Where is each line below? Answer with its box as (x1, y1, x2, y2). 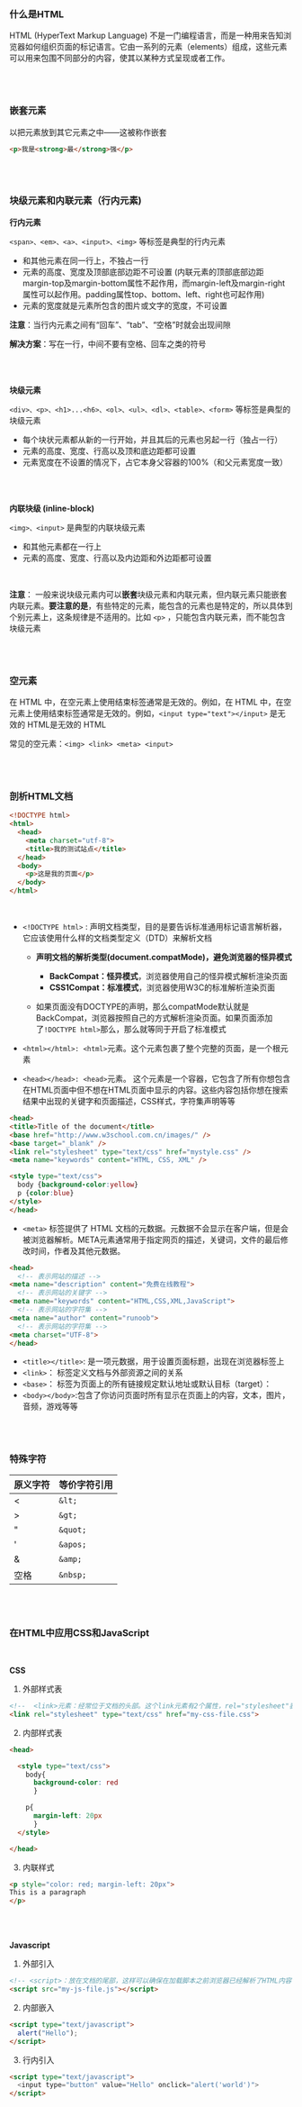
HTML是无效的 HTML (26, 719, 106, 731)
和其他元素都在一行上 (22, 540, 102, 551)
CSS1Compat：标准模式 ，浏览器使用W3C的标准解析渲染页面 (49, 982, 276, 993)
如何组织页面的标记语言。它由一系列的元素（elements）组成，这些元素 (24, 41, 288, 52)
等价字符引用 (58, 1478, 114, 1491)
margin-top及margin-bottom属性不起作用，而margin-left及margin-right (22, 277, 286, 288)
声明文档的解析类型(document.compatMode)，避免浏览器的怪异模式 (35, 952, 292, 963)
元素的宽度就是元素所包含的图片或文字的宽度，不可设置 (22, 300, 227, 311)
